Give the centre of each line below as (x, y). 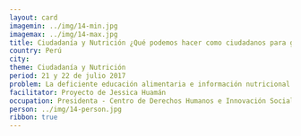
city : (19, 59)
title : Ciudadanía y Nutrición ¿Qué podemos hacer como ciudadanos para (148, 42)
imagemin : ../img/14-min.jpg (64, 26)
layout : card (34, 17)
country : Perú (36, 51)
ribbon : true (34, 117)
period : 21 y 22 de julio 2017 (68, 76)
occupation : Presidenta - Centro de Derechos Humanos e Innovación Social (152, 101)
